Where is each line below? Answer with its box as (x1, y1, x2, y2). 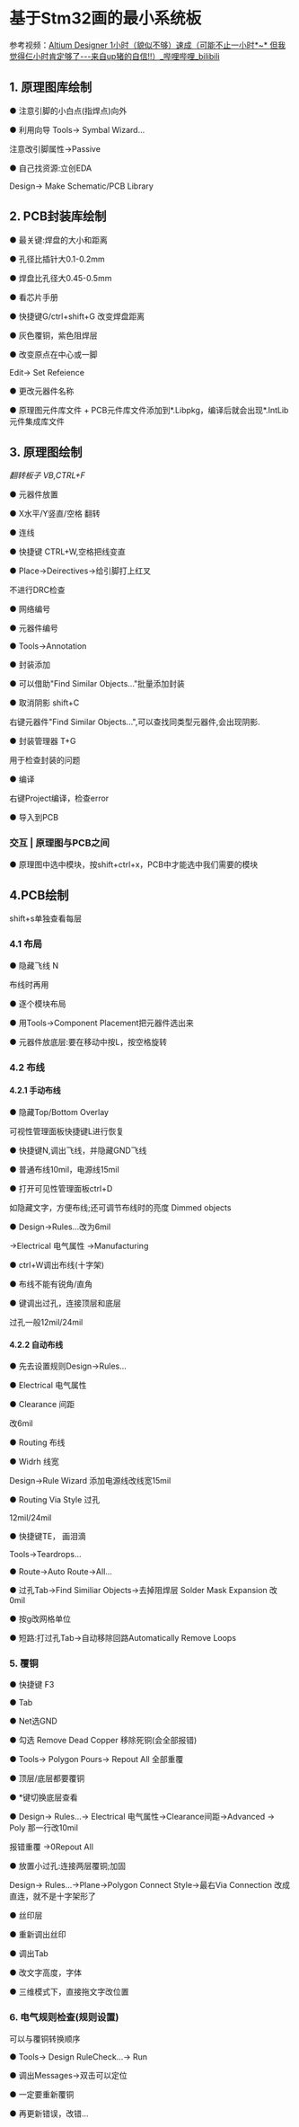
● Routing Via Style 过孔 (9, 1494, 101, 1505)
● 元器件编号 (9, 623, 58, 634)
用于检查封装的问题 (9, 755, 81, 766)
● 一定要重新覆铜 (9, 2088, 75, 2099)
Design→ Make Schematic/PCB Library (9, 181, 154, 191)
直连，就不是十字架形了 (9, 1891, 96, 1901)
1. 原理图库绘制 (9, 80, 92, 95)
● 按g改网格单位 (9, 1614, 72, 1625)
